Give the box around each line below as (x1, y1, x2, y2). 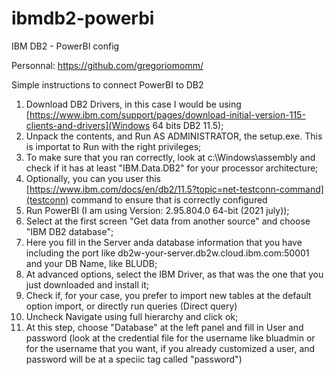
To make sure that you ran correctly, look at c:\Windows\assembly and (25, 151, 316, 163)
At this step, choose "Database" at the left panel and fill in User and (25, 321, 304, 333)
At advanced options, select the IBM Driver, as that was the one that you (25, 268, 324, 280)
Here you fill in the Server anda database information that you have (25, 236, 303, 248)
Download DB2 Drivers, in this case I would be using (25, 98, 242, 110)
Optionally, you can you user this (25, 172, 161, 184)
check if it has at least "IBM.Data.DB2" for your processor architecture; (25, 162, 319, 174)
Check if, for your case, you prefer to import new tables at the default (25, 289, 312, 301)
